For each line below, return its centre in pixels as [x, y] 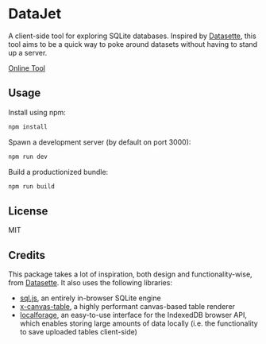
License [28, 211]
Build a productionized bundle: [58, 172]
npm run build [32, 186]
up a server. [28, 52]
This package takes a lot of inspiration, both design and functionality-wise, [130, 274]
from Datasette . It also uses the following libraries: [91, 282]
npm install [28, 127]
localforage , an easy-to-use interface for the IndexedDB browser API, [133, 315]
